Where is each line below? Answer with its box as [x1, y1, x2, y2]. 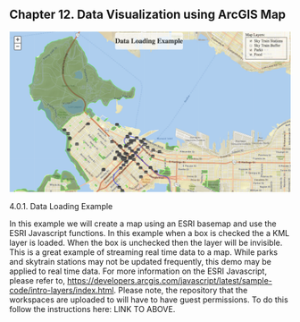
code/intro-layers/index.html [9, 284, 114, 295]
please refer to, [9, 275, 65, 285]
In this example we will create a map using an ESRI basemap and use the [9, 218, 277, 229]
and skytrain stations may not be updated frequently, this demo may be [9, 256, 272, 267]
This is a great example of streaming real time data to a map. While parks [9, 246, 279, 258]
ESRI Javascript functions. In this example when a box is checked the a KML [9, 227, 290, 238]
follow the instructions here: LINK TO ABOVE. [9, 303, 176, 314]
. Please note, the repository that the [113, 284, 248, 295]
